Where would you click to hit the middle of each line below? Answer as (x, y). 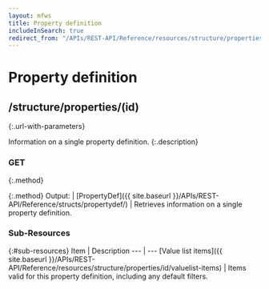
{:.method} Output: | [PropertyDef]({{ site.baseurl (90, 195)
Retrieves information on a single (188, 204)
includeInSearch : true (46, 30)
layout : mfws (30, 16)
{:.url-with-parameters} (47, 126)
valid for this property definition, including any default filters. (108, 276)
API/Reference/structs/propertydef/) (68, 204)
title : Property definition (55, 23)
